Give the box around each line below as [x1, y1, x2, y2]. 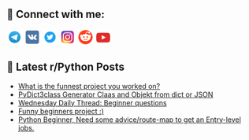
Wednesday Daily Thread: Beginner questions [17, 98, 167, 107]
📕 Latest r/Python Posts [6, 61, 125, 74]
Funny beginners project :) [17, 106, 105, 116]
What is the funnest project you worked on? [17, 81, 161, 90]
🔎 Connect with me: [6, 8, 105, 21]
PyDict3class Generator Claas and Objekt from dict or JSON [17, 90, 214, 99]
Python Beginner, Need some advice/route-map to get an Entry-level [17, 115, 241, 124]
